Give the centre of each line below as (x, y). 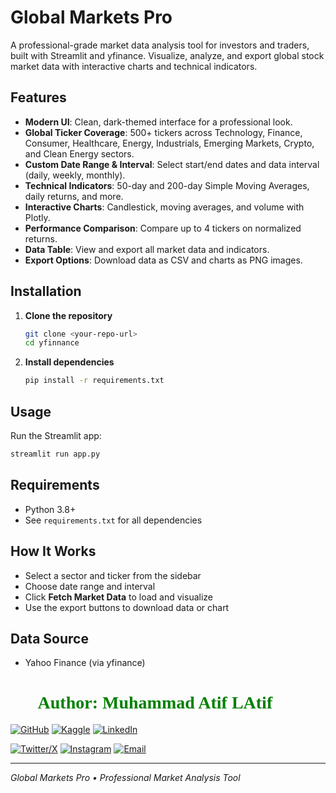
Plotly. (37, 217)
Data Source (49, 638)
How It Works (53, 551)
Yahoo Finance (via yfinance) (85, 663)
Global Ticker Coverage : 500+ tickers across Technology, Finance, (163, 132)
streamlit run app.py (55, 454)
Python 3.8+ (50, 509)
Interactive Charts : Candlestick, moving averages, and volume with (164, 207)
